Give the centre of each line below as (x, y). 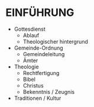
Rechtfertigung (41, 73)
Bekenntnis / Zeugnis (49, 92)
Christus (33, 85)
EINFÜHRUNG (40, 13)
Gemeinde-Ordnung (38, 48)
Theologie (26, 67)
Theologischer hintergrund (55, 41)
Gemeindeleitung (44, 54)
